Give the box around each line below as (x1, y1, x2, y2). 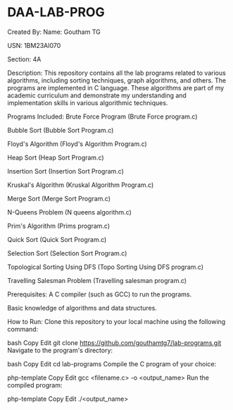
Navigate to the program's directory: (7, 346, 113, 354)
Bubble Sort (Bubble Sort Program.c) (7, 126, 114, 134)
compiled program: (7, 380, 63, 389)
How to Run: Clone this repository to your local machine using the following (7, 317, 226, 325)
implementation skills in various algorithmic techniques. (7, 98, 168, 107)
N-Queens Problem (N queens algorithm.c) (7, 207, 132, 216)
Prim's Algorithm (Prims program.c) (7, 222, 111, 230)
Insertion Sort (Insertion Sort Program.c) (7, 167, 125, 175)
